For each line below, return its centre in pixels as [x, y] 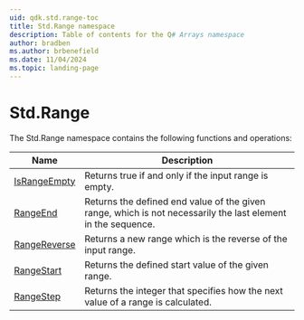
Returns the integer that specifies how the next [184, 290]
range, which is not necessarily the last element [185, 212]
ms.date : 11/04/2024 [48, 60]
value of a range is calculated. [148, 302]
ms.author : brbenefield [54, 52]
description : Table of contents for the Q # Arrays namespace [127, 34]
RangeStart [38, 270]
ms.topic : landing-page [54, 69]
